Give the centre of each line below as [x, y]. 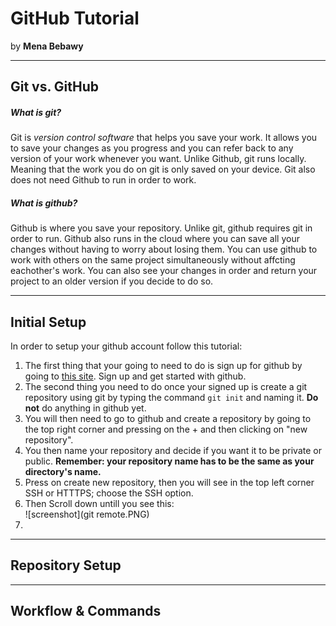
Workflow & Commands [86, 611]
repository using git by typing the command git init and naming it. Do [171, 398]
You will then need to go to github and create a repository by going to [168, 419]
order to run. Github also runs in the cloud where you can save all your [155, 239]
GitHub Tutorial [75, 18]
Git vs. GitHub [55, 87]
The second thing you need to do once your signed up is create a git [166, 387]
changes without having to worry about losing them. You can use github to [164, 249]
